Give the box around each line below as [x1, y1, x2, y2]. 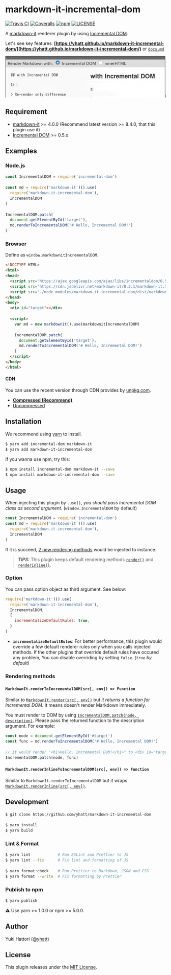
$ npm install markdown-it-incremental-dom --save [5, 472, 115, 477]
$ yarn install [5, 823, 38, 828]
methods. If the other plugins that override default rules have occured [12, 649, 159, 655]
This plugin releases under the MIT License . [5, 964, 98, 970]
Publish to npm [5, 886, 43, 893]
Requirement [5, 107, 47, 116]
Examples [5, 147, 37, 155]
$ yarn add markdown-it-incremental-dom [5, 447, 93, 452]
